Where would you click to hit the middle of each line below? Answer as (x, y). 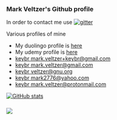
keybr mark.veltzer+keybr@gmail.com (63, 59)
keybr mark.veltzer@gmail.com (54, 65)
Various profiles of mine (36, 34)
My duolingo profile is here (48, 46)
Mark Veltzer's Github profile (50, 9)
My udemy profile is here (46, 52)
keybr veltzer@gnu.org (44, 72)
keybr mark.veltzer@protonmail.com (61, 84)
